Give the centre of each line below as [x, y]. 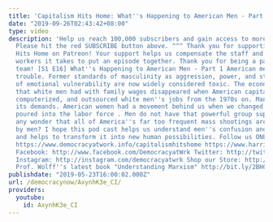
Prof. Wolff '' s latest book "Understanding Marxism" [107, 168]
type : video [28, 31]
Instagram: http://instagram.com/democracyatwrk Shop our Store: [129, 159]
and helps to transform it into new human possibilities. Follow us [134, 137]
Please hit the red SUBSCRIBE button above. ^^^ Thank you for [125, 46]
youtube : [30, 197]
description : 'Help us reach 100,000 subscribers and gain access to [129, 39]
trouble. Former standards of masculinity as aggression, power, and [136, 76]
